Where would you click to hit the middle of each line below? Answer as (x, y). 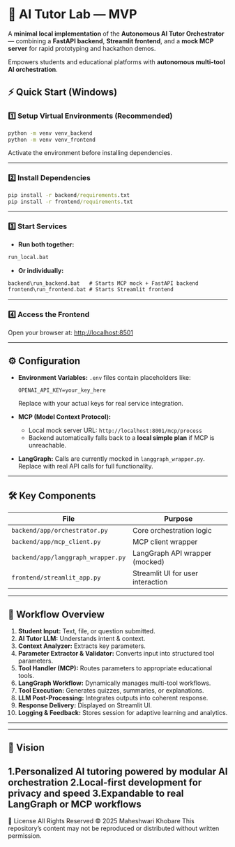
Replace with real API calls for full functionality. (85, 466)
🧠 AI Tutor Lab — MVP (73, 14)
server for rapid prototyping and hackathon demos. (82, 48)
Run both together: (46, 244)
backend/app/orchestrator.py (60, 531)
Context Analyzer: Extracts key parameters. (82, 646)
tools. (26, 676)
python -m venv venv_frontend (52, 140)
